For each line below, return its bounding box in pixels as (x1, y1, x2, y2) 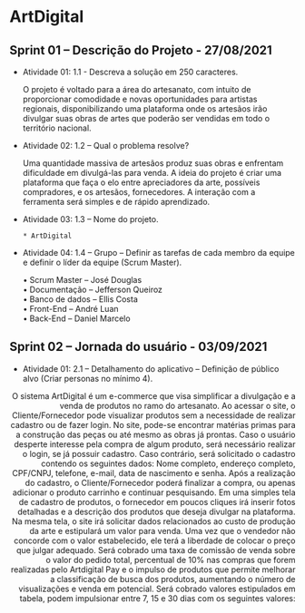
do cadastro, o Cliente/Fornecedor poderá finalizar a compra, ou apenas (25, 477, 296, 488)
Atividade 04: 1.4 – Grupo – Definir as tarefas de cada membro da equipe (22, 248, 295, 258)
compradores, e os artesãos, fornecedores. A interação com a (22, 187, 256, 197)
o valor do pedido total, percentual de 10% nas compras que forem (44, 554, 296, 565)
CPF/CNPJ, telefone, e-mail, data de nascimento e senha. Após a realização (12, 467, 296, 478)
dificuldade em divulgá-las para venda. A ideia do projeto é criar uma (22, 168, 282, 178)
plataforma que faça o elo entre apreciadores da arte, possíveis (22, 177, 261, 188)
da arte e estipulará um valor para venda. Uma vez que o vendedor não (29, 525, 296, 536)
